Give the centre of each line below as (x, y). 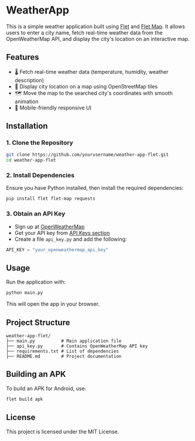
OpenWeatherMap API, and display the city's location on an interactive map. (98, 39)
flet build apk (25, 399)
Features (23, 57)
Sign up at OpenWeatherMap (49, 227)
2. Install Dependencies (40, 175)
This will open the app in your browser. (53, 304)
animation (27, 101)
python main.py (25, 293)
